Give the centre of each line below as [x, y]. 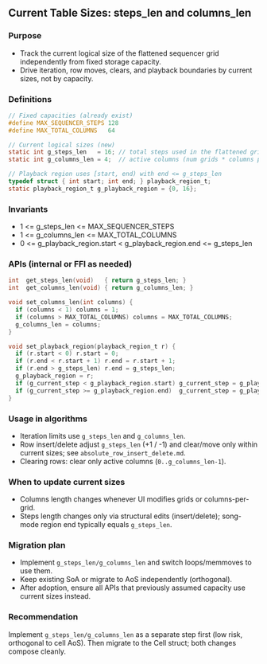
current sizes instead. [55, 596]
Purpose [25, 36]
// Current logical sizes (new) [62, 145]
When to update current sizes [67, 482]
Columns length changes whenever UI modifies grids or [111, 499]
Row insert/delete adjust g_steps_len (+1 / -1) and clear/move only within [139, 444]
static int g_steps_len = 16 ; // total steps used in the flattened [128, 152]
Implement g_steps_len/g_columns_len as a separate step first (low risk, [126, 634]
